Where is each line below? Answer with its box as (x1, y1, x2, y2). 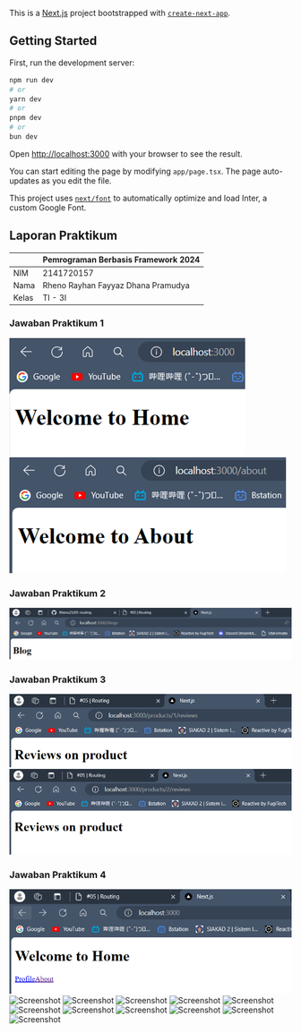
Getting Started (9, 33, 98, 48)
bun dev (9, 132, 39, 141)
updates (9, 175, 40, 186)
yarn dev (9, 94, 42, 104)
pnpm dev (9, 114, 42, 123)
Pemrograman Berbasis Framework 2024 (42, 254, 201, 265)
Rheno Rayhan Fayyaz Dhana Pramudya (42, 279, 190, 290)
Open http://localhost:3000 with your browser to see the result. (9, 148, 244, 159)
